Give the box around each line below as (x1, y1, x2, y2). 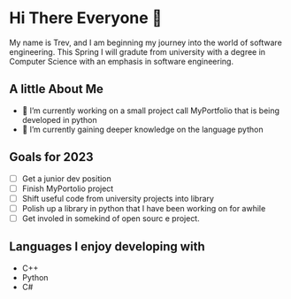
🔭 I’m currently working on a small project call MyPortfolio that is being (21, 105, 280, 116)
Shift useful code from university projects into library (21, 193, 215, 203)
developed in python (21, 114, 97, 125)
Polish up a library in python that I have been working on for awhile (21, 203, 266, 213)
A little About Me (9, 81, 104, 96)
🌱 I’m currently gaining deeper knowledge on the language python (21, 124, 264, 134)
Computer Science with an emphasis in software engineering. (9, 56, 234, 66)
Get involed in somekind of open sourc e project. (21, 212, 201, 224)
